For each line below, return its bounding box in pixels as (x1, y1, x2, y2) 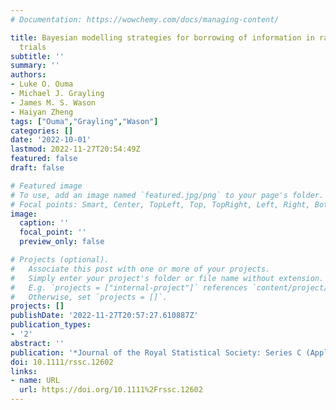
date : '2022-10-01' (10, 135, 92, 145)
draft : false (10, 163, 65, 173)
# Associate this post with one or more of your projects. (10, 264, 271, 274)
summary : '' (10, 61, 60, 71)
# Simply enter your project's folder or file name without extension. (10, 273, 325, 283)
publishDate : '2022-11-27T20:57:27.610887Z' (10, 311, 199, 321)
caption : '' (19, 218, 70, 228)
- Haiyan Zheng (10, 107, 74, 117)
